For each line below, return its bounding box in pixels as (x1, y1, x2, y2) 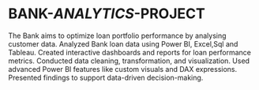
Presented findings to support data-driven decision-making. (8, 73, 204, 82)
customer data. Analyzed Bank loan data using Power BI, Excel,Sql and (8, 39, 238, 48)
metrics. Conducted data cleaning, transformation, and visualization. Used (8, 56, 250, 66)
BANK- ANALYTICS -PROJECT (8, 5, 205, 23)
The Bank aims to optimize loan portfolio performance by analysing (8, 31, 227, 40)
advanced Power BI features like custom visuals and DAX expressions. (8, 64, 238, 73)
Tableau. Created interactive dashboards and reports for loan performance (8, 47, 251, 57)
